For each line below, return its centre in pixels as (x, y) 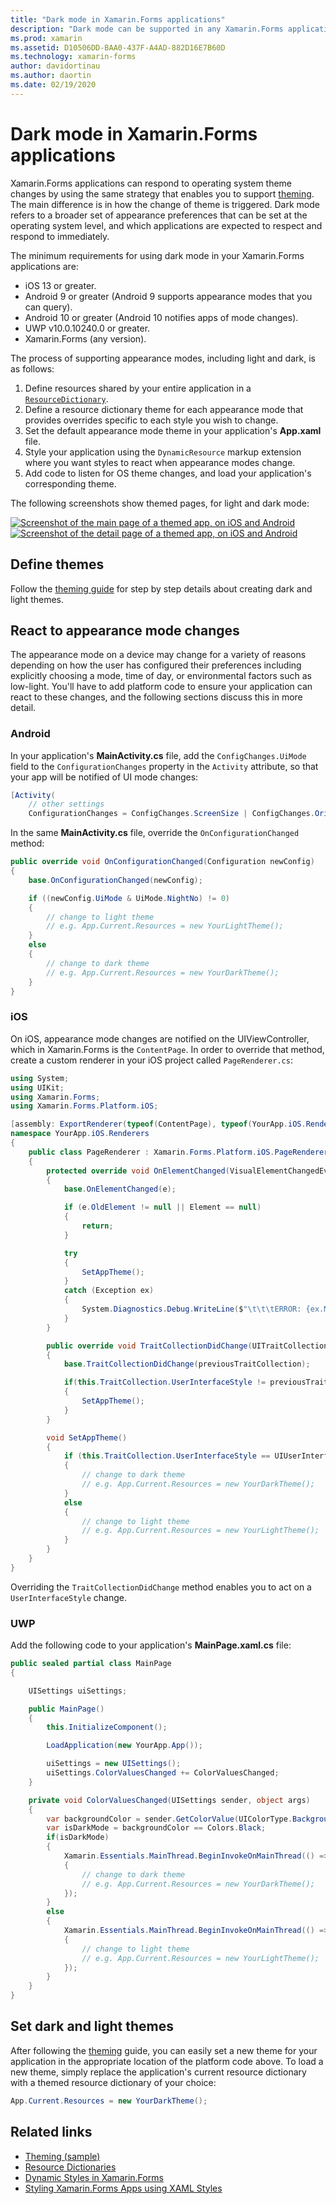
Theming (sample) (62, 2156)
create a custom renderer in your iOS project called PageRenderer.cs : (151, 1060)
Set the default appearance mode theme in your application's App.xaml (173, 430)
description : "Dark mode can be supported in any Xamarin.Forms (147, 29)
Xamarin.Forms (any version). (85, 338)
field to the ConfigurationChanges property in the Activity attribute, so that (164, 766)
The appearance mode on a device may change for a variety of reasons (158, 655)
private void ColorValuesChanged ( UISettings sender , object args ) (169, 1800)
